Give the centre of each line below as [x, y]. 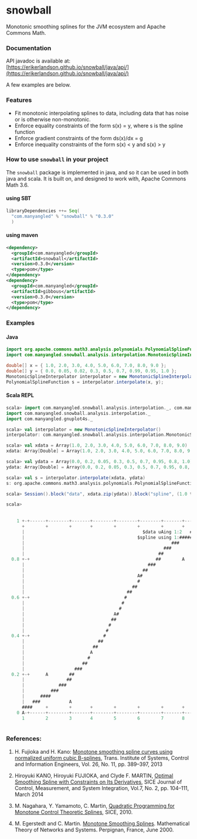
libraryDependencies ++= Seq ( [43, 211]
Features [19, 100]
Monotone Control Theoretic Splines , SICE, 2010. [74, 812]
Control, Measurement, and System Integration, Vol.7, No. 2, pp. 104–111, [102, 788]
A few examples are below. [39, 85]
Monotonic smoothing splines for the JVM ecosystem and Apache [86, 27]
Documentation [29, 48]
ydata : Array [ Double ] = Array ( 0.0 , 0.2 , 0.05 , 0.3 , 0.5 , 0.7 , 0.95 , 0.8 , [98, 467]
